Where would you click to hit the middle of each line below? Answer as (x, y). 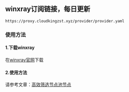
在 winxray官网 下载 (24, 60)
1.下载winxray (20, 48)
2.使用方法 (16, 72)
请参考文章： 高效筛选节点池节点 (38, 84)
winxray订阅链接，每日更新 (48, 9)
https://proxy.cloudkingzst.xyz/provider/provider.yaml (65, 21)
